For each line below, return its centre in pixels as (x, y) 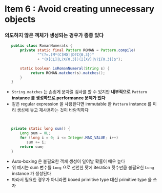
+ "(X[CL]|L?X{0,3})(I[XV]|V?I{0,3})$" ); (80, 59)
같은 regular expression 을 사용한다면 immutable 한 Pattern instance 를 (81, 104)
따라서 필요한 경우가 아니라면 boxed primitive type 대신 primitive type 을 (82, 179)
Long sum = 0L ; (35, 133)
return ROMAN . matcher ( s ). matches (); (68, 73)
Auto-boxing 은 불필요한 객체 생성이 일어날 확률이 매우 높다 (68, 161)
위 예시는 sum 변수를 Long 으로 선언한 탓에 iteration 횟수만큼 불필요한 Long (83, 167)
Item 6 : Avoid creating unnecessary (80, 9)
